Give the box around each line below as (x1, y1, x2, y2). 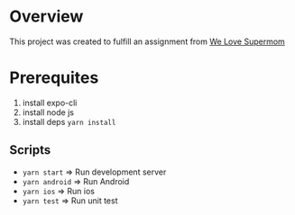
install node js (22, 106, 75, 118)
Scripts (9, 142, 51, 158)
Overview (9, 6, 84, 27)
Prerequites (9, 67, 99, 88)
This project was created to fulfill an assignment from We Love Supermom (9, 36, 286, 47)
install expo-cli (22, 97, 78, 108)
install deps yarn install (22, 116, 116, 127)
